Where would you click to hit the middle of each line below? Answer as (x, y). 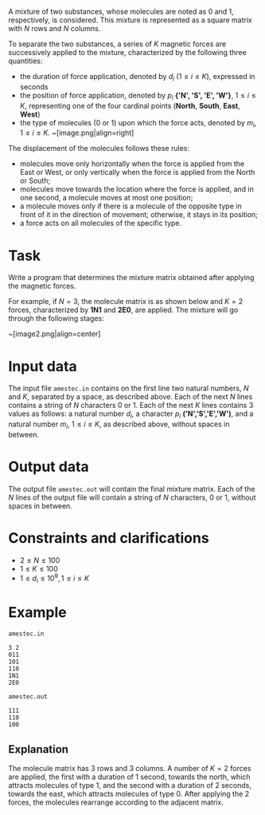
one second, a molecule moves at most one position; (106, 198)
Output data (49, 467)
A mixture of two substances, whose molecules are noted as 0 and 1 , (121, 12)
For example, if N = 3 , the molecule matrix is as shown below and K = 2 (126, 302)
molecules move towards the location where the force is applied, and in (137, 189)
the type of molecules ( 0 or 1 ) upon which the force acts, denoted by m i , (138, 123)
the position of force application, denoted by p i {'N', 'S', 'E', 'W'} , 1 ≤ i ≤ (138, 96)
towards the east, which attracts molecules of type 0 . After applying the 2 (129, 793)
